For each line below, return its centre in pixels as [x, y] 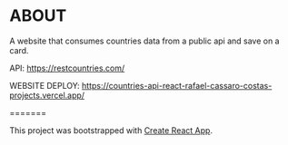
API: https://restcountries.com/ [67, 68]
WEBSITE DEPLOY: [45, 85]
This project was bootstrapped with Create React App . [111, 130]
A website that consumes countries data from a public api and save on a [144, 41]
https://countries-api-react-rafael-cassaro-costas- [177, 85]
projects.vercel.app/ [47, 95]
